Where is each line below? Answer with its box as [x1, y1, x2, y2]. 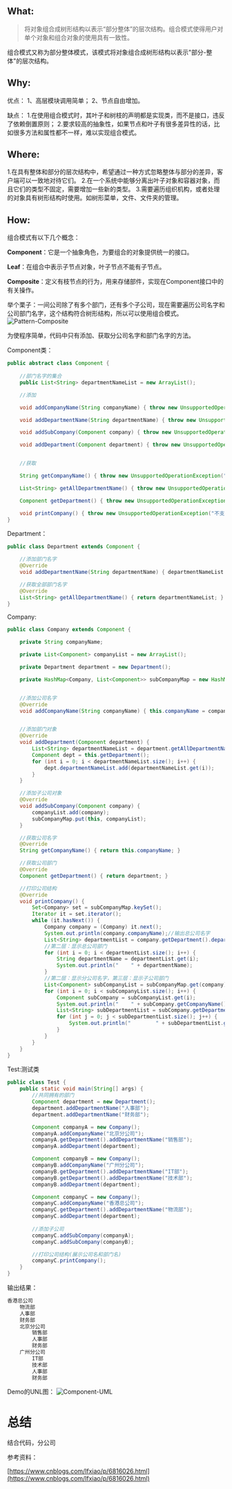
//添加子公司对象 [19, 790, 62, 797]
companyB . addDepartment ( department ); [32, 1181, 140, 1188]
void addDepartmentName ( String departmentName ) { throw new [19, 416, 196, 423]
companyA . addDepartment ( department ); [32, 1143, 140, 1150]
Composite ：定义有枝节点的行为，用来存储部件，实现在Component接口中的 [7, 278, 224, 286]
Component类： [7, 346, 53, 354]
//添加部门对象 [19, 726, 57, 733]
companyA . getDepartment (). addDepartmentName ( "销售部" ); [32, 1136, 193, 1144]
